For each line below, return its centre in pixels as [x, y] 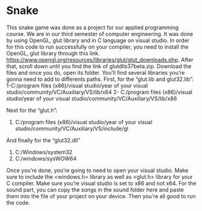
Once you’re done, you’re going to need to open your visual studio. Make [97, 170]
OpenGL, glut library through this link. [53, 53]
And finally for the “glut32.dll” [43, 140]
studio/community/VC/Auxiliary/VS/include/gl [72, 128]
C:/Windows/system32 [44, 152]
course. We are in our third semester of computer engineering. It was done [100, 33]
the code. [18, 202]
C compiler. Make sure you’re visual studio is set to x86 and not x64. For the [101, 183]
